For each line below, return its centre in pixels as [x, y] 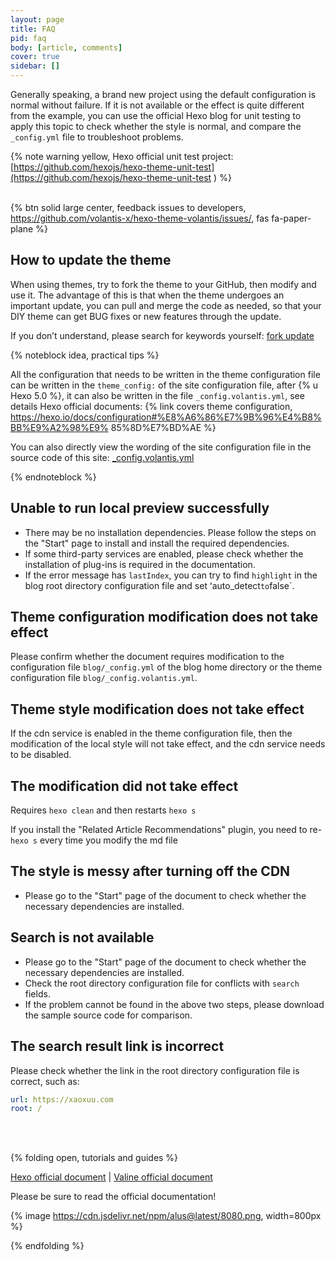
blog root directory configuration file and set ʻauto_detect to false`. [159, 585]
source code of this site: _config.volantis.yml [102, 457]
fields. [37, 993]
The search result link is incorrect [117, 1046]
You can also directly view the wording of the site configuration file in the [161, 447]
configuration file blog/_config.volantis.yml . [104, 678]
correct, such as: [45, 1081]
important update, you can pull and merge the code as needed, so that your [166, 305]
